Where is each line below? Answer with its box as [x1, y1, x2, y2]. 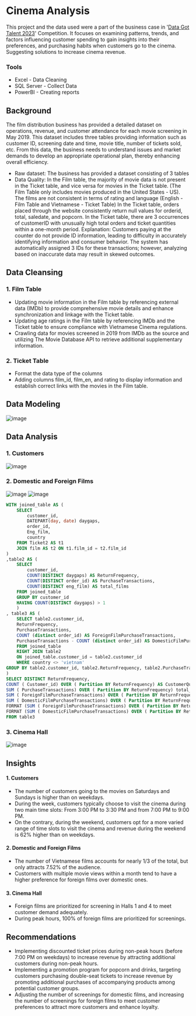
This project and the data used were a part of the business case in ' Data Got [6, 23, 190, 30]
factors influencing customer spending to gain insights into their [6, 36, 160, 43]
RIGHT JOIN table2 [16, 648, 61, 655]
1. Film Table [6, 285, 42, 293]
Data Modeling [6, 399, 61, 409]
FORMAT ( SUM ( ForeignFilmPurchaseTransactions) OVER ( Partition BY [6, 703, 179, 709]
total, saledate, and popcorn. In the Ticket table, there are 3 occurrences [14, 214, 190, 221]
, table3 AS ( [6, 610, 41, 617]
